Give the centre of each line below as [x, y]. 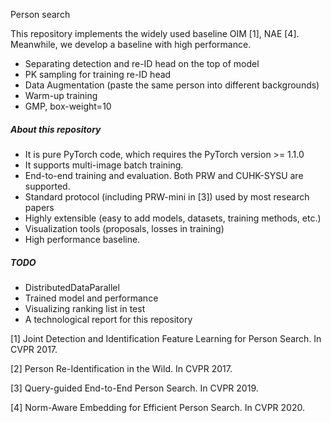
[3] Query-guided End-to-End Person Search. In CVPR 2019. [134, 388]
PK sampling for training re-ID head [98, 74]
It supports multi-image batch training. [104, 165]
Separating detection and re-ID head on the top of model [142, 63]
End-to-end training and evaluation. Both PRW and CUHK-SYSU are [164, 175]
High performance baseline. [82, 239]
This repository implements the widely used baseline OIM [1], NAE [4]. [155, 33]
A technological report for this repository [108, 319]
